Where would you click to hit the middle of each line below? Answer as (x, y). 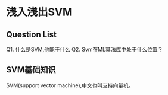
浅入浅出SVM (39, 12)
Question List (31, 34)
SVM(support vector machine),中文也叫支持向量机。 (70, 85)
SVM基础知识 (31, 70)
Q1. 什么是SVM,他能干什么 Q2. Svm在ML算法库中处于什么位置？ (85, 49)
